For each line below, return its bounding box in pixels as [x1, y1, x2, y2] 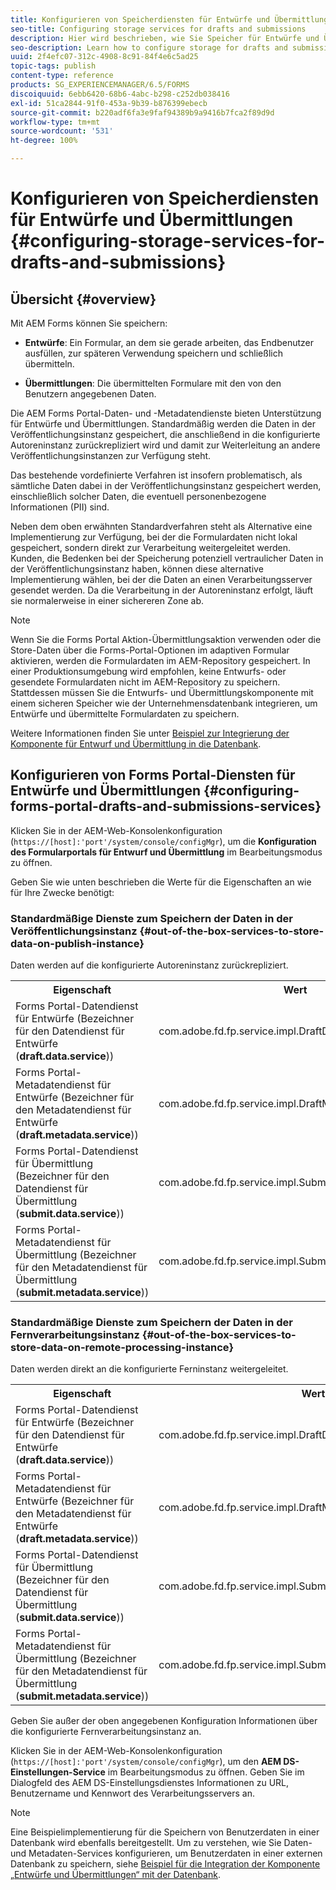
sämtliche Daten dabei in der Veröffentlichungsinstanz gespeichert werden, [10, 480, 322, 491]
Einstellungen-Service [10, 1766, 106, 1778]
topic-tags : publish [10, 61, 97, 71]
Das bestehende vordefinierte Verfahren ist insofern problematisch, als [10, 469, 303, 481]
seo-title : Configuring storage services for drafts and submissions [10, 24, 307, 34]
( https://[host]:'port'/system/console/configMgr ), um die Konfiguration [10, 835, 317, 847]
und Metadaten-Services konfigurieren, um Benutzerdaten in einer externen [10, 1847, 323, 1860]
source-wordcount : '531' [10, 126, 114, 136]
